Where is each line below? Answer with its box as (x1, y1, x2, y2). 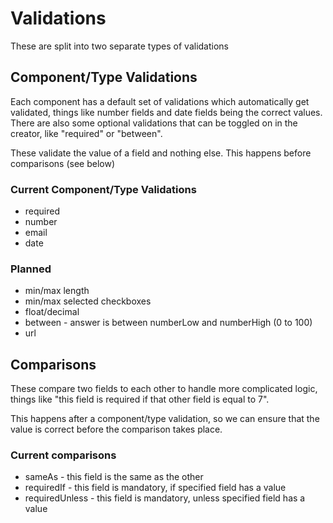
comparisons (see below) (10, 157, 115, 169)
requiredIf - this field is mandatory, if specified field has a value (24, 482, 287, 494)
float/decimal (24, 306, 80, 318)
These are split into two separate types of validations (10, 40, 229, 52)
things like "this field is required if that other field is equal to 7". (10, 393, 270, 406)
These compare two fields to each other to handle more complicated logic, (10, 383, 318, 395)
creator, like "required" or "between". (10, 127, 163, 139)
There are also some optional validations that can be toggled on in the (10, 117, 298, 129)
